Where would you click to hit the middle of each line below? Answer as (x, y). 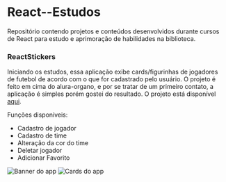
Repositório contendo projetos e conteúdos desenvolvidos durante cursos (113, 31)
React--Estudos (54, 12)
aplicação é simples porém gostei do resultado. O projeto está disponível (112, 94)
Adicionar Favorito (43, 158)
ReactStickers (32, 56)
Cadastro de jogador (47, 129)
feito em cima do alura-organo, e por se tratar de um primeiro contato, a (111, 87)
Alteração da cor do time (53, 143)
